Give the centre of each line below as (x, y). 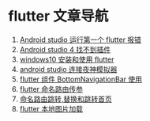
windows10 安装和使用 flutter (67, 59)
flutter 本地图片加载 (51, 108)
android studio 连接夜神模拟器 (68, 69)
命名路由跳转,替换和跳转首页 (66, 99)
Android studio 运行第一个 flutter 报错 (81, 40)
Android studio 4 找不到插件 (65, 49)
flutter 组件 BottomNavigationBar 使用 (81, 79)
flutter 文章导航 (58, 16)
